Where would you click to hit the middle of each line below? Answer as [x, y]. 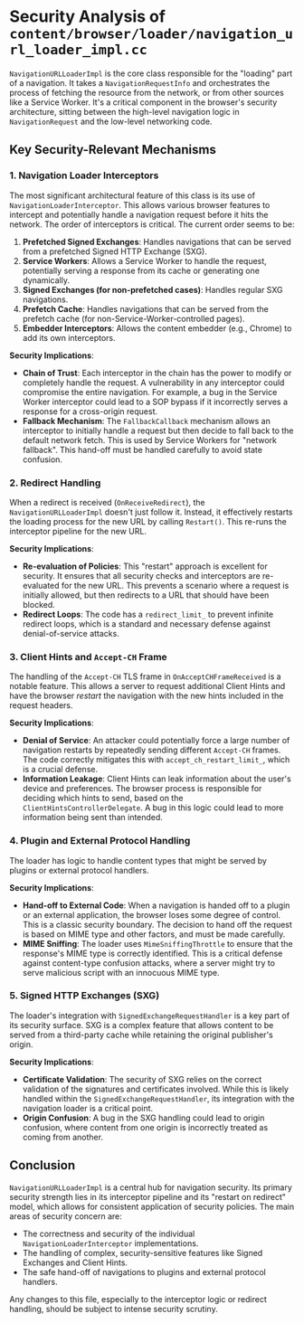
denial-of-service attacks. [71, 633]
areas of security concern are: [66, 1216]
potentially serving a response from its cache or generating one [141, 270]
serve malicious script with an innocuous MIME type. [121, 972]
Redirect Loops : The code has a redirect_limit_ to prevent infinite [148, 614]
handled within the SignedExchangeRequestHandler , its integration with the [158, 1098]
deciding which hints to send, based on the [103, 799]
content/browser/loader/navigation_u [152, 34]
